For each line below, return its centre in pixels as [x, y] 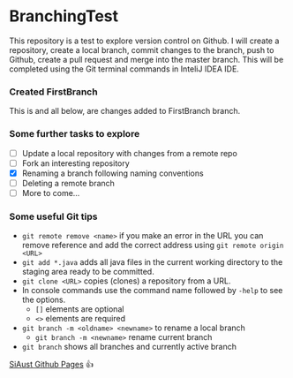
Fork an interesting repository [75, 163]
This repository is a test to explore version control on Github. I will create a [144, 41]
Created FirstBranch [54, 92]
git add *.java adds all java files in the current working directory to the [152, 262]
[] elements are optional [79, 309]
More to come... [51, 193]
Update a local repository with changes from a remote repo [130, 153]
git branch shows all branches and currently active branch [129, 347]
